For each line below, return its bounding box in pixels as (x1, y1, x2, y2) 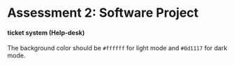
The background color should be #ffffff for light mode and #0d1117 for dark (7, 44, 228, 52)
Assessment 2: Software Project (7, 5, 199, 21)
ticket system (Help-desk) (7, 28, 85, 36)
